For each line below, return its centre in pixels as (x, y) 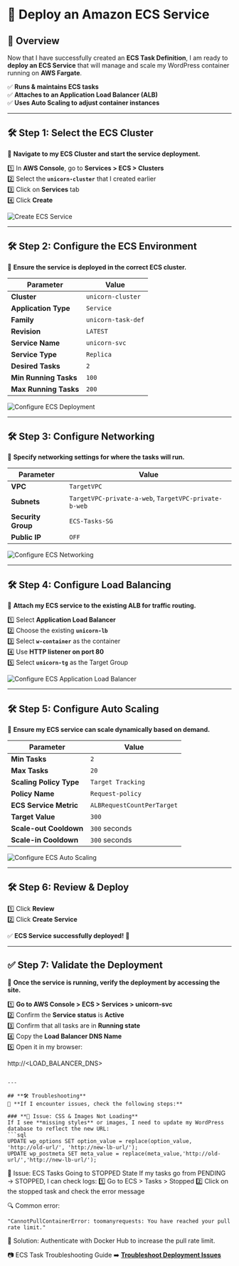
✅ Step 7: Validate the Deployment (85, 966)
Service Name (36, 343)
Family (22, 319)
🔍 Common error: (34, 1206)
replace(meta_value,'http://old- (171, 1154)
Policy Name (33, 794)
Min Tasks (29, 759)
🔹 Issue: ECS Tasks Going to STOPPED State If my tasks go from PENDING (117, 1173)
